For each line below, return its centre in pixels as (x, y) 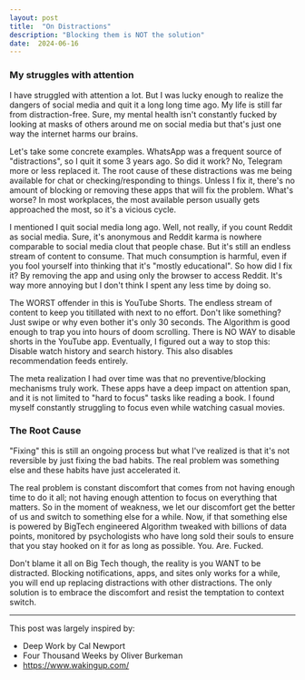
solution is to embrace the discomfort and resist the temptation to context (147, 592)
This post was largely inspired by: (72, 628)
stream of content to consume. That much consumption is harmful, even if (148, 256)
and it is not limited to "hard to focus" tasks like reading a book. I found (142, 398)
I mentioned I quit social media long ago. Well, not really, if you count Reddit (151, 227)
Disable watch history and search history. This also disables (121, 350)
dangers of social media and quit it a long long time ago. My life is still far (146, 105)
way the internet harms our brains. (74, 134)
